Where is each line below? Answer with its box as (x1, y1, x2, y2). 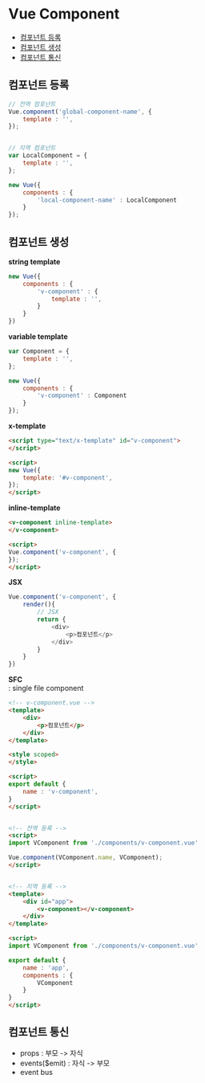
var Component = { (8, 347, 70, 356)
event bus (19, 1067, 54, 1077)
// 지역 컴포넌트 (8, 144, 56, 153)
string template (8, 256, 61, 266)
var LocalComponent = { (8, 152, 88, 160)
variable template (8, 332, 68, 341)
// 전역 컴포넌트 (8, 100, 56, 108)
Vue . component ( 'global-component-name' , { (8, 108, 152, 116)
